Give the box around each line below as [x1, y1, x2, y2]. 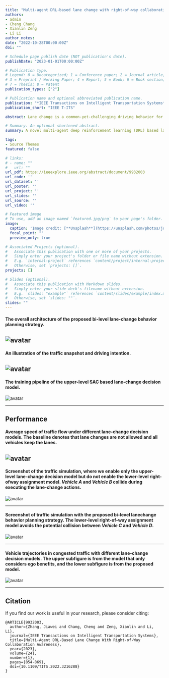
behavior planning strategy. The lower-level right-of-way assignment [5, 517, 153, 523]
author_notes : [5, 36, 35, 41]
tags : [5, 137, 17, 142]
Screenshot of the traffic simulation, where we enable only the [5, 468, 138, 475]
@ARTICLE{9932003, [5, 619, 44, 625]
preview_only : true [10, 235, 51, 240]
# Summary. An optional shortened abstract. [5, 123, 100, 129]
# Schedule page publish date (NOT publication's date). [5, 54, 127, 59]
